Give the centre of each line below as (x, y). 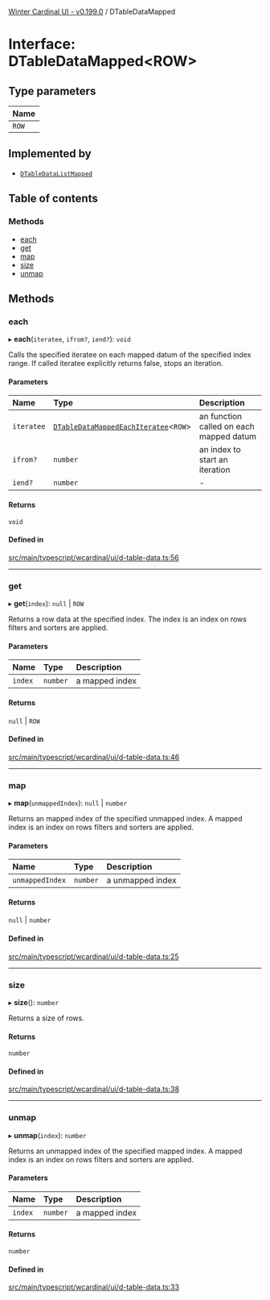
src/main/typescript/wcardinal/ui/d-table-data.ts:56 (94, 557)
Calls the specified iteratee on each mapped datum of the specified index (130, 355)
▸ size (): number (33, 1002)
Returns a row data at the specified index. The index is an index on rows (128, 619)
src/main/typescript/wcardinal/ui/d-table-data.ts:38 (94, 1089)
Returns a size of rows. (46, 1018)
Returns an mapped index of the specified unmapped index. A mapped (125, 818)
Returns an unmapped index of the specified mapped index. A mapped (125, 1151)
